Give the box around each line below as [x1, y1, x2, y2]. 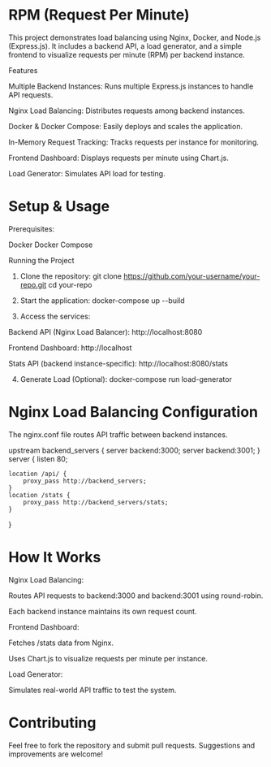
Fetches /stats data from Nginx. [8, 638, 114, 648]
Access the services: [19, 311, 91, 321]
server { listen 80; [8, 453, 68, 464]
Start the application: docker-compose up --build [19, 295, 185, 305]
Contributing [8, 713, 97, 732]
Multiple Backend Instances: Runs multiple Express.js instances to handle [8, 81, 254, 91]
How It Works [8, 548, 101, 566]
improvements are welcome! [8, 749, 104, 759]
